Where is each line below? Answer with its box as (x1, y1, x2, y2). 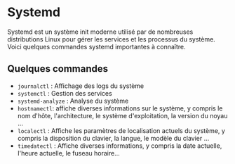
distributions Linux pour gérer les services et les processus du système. (7, 34, 215, 43)
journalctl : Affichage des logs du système (17, 82, 145, 90)
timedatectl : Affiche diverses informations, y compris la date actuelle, (17, 141, 222, 150)
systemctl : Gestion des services (17, 89, 112, 97)
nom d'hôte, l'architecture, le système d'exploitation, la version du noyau (17, 111, 228, 120)
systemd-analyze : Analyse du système (17, 96, 129, 105)
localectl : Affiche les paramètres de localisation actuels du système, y (17, 126, 226, 134)
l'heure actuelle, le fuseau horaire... (17, 149, 121, 157)
